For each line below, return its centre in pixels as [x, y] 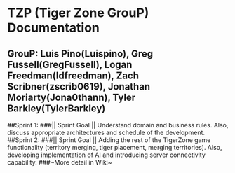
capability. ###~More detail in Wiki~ [60, 162]
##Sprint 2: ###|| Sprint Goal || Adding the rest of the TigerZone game [109, 140]
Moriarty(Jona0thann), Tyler [72, 97]
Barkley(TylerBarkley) [56, 108]
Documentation [54, 28]
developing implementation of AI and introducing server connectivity [106, 155]
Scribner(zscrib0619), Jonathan [79, 86]
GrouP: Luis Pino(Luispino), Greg [80, 54]
